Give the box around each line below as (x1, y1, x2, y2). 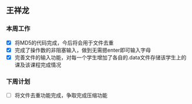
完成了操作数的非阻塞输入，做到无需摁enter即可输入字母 (14, 46, 151, 53)
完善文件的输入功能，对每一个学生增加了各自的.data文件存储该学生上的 (14, 53, 187, 61)
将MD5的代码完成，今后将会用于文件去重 (14, 39, 114, 46)
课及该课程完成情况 (14, 61, 62, 68)
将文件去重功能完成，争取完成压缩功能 (14, 92, 107, 99)
